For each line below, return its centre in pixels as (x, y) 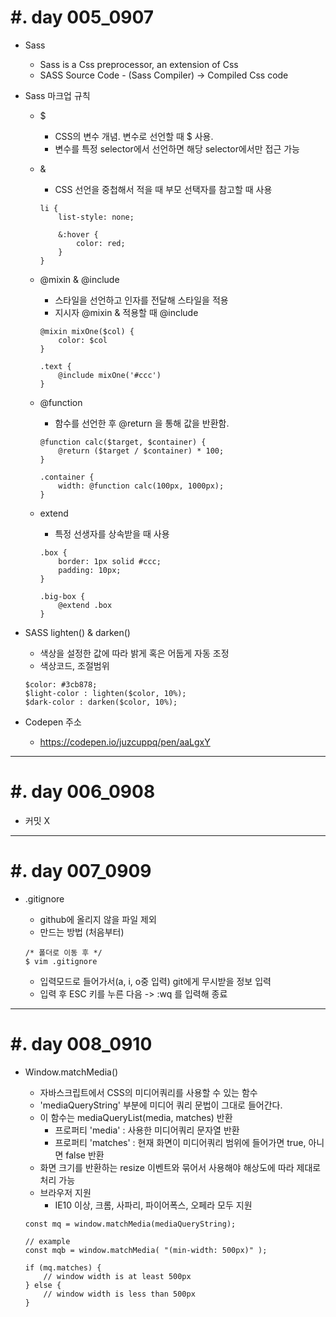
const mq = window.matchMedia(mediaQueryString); (130, 1224)
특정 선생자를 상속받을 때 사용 (112, 533)
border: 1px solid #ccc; (110, 561)
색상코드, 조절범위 (74, 665)
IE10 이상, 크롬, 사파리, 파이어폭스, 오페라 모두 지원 (153, 1205)
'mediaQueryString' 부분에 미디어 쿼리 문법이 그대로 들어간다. (161, 1105)
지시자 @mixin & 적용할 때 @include (126, 312)
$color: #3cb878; (61, 684)
